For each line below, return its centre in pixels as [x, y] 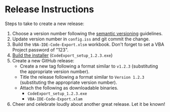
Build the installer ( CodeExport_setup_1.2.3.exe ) [62, 55]
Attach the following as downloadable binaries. [69, 87]
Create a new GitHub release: [43, 60]
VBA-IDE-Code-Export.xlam [55, 99]
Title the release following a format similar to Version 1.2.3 [82, 77]
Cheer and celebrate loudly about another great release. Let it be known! [89, 104]
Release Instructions [50, 9]
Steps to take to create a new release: [45, 24]
